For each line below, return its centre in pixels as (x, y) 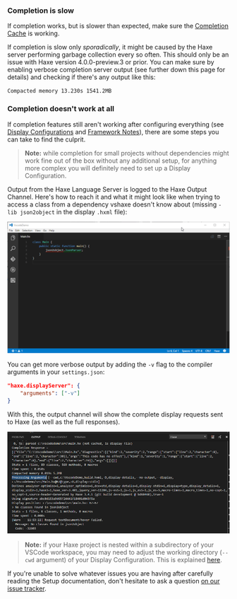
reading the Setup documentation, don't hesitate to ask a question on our (114, 581)
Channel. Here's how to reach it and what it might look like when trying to (114, 197)
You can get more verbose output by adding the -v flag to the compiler (110, 364)
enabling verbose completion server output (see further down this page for (116, 70)
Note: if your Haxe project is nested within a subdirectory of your (119, 545)
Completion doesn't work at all (61, 109)
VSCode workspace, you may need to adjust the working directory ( (123, 552)
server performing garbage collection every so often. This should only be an (118, 54)
